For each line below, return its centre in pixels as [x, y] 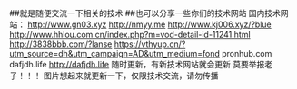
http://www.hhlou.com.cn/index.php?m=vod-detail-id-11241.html [130, 35]
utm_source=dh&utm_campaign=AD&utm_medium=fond [114, 53]
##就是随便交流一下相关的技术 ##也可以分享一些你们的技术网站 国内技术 [145, 13]
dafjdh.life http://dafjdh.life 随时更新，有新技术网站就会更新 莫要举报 [137, 64]
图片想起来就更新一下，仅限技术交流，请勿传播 [131, 76]
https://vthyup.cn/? [150, 44]
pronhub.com [247, 53]
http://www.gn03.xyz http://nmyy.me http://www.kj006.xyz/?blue [149, 24]
